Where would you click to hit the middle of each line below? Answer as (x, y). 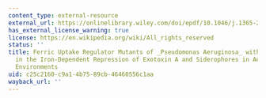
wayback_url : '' (35, 81)
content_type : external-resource (63, 15)
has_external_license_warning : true (68, 30)
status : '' (26, 45)
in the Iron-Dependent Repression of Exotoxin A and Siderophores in (132, 60)
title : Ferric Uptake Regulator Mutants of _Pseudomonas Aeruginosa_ (125, 52)
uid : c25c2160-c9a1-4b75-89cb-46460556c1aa (81, 74)
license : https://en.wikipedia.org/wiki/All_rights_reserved (111, 38)
